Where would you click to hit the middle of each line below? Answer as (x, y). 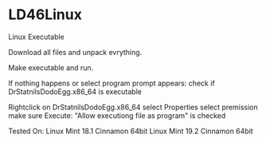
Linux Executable (37, 37)
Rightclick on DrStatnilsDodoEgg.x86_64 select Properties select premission (133, 107)
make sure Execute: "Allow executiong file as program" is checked (117, 115)
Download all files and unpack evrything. (75, 52)
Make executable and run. (51, 67)
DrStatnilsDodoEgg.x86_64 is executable (75, 91)
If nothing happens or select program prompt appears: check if (111, 83)
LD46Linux (45, 15)
